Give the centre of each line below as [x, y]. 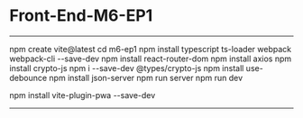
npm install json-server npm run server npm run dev [146, 77]
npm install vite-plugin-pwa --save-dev [83, 95]
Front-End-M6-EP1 [81, 16]
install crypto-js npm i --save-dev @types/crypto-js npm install [127, 68]
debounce [28, 77]
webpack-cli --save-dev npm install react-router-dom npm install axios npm [151, 59]
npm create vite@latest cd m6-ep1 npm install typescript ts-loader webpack [150, 49]
